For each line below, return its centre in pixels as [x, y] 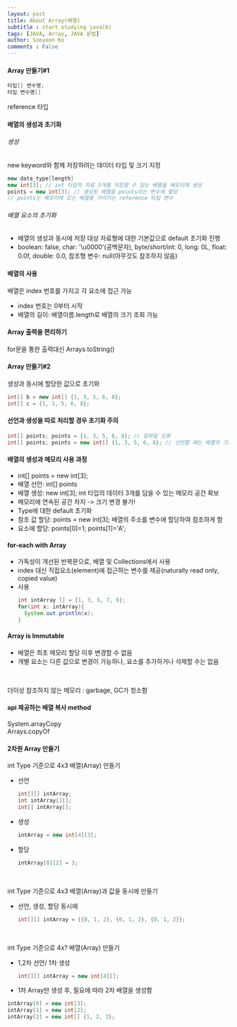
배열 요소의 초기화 [32, 215]
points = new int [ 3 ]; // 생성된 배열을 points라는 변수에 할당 [92, 192]
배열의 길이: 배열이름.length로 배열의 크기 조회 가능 [88, 314]
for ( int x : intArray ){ [51, 607]
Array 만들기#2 [29, 367]
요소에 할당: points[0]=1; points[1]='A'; [72, 528]
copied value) [37, 578]
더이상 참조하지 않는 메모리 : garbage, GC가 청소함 [78, 690]
